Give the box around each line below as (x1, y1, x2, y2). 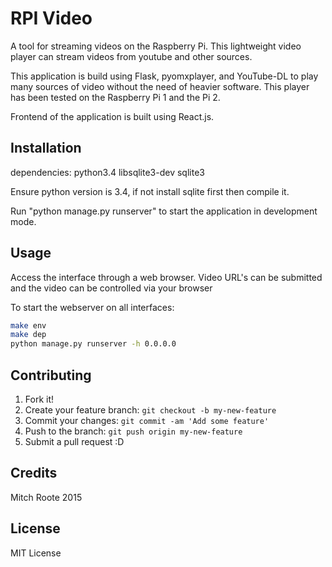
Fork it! (24, 393, 55, 405)
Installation (10, 140, 82, 157)
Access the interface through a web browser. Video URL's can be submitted (10, 271, 323, 283)
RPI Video (10, 7, 93, 30)
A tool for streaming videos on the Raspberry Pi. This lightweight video (10, 40, 302, 52)
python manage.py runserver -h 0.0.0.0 (10, 339, 177, 349)
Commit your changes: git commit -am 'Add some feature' (24, 415, 270, 426)
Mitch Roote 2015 (10, 491, 83, 503)
